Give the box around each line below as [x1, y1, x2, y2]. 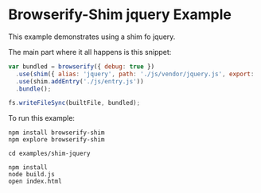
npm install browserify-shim [8, 129, 105, 137]
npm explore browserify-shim [8, 136, 105, 144]
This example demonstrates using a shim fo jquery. [8, 32, 176, 41]
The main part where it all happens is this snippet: [8, 47, 172, 56]
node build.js [8, 171, 56, 179]
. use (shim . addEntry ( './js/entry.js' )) [15, 77, 145, 85]
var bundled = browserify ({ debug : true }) [8, 62, 155, 71]
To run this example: [8, 114, 76, 123]
